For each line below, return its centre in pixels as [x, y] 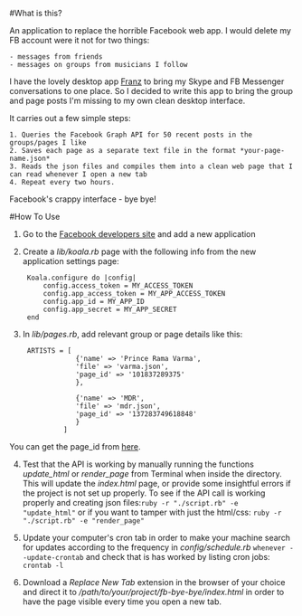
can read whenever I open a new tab [78, 175]
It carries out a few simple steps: [70, 118]
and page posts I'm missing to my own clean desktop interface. [127, 100]
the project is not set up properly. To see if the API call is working [144, 493]
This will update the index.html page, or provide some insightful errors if [156, 483]
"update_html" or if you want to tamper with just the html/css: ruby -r [152, 512]
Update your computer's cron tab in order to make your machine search [156, 538]
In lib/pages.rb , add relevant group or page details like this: [132, 334]
